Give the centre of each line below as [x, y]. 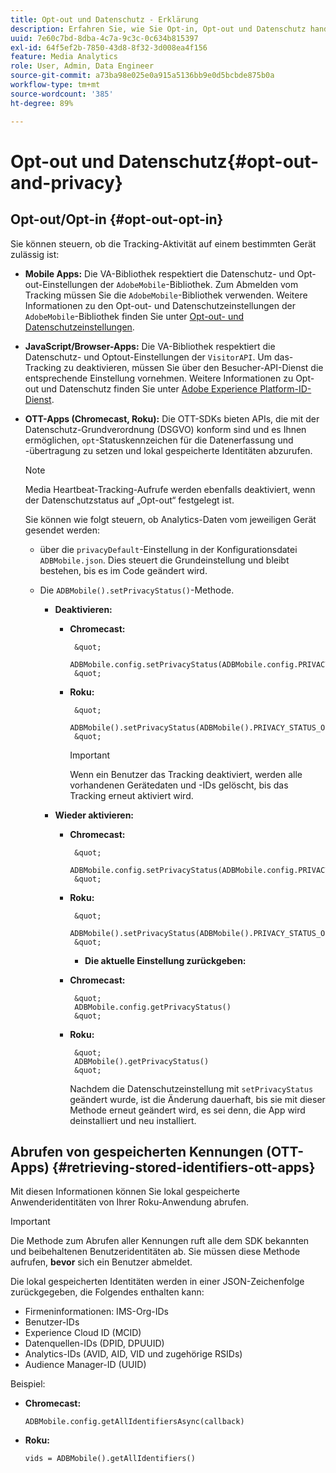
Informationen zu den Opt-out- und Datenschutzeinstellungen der [160, 305]
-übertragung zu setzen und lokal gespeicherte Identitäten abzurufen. [168, 450]
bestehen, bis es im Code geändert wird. [123, 570]
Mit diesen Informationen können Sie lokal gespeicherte [125, 1192]
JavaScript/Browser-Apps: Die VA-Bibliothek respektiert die [150, 346]
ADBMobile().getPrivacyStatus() [142, 1061]
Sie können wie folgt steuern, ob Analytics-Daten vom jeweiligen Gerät [170, 519]
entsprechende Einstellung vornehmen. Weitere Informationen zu [159, 378]
